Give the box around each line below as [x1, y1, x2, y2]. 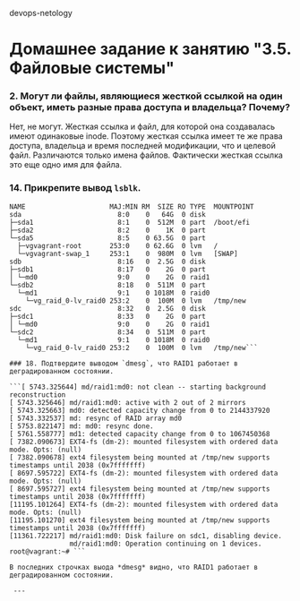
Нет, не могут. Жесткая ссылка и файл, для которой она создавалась [9, 121, 276, 133]
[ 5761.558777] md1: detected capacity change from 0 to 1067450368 [9, 429, 270, 438]
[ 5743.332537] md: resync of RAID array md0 [9, 414, 182, 423]
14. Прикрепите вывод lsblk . [9, 182, 141, 194]
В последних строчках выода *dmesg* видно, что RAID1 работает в [9, 562, 258, 571]
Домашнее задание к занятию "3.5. [9, 39, 292, 59]
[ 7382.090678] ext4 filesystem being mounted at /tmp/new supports [9, 452, 270, 462]
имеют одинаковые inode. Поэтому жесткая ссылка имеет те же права [9, 131, 284, 142]
